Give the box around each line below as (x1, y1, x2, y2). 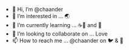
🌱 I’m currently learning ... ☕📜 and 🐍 (12, 22, 102, 28)
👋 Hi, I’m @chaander (12, 6, 64, 13)
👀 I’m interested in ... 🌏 (12, 13, 70, 19)
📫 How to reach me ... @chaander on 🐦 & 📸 (12, 37, 124, 44)
